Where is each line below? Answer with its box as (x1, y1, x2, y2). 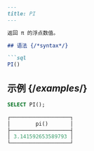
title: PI (7, 10, 36, 17)
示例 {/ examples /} (7, 82, 88, 94)
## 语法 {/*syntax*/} (7, 42, 69, 49)
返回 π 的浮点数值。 (7, 29, 59, 36)
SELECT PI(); (7, 101, 46, 108)
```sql (7, 55, 27, 62)
